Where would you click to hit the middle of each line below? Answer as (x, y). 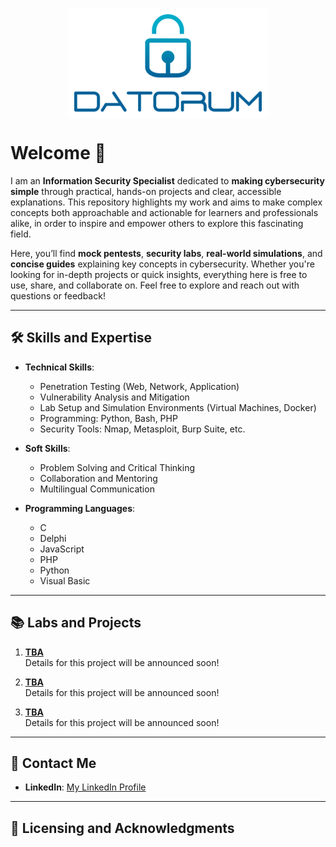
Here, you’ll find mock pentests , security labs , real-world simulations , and (166, 253)
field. (21, 234)
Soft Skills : (47, 448)
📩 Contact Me (53, 763)
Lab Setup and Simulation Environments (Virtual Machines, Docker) (178, 407)
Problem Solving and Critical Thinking (117, 467)
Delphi (53, 538)
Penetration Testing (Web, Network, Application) (139, 386)
